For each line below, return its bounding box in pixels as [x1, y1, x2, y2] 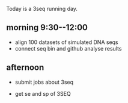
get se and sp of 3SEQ [14, 90, 71, 97]
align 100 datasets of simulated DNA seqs [14, 39, 118, 46]
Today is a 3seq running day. [6, 5, 78, 12]
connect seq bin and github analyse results [14, 45, 122, 52]
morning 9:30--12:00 [6, 22, 88, 33]
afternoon [6, 63, 44, 73]
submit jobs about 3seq [14, 78, 74, 86]
